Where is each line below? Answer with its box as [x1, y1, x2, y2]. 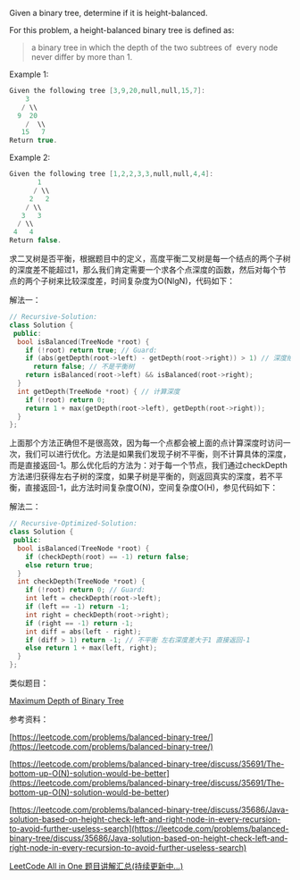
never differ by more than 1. [30, 52, 133, 62]
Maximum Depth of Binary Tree [9, 696, 125, 706]
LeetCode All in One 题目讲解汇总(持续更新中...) [9, 861, 184, 871]
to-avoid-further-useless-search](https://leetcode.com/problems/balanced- [9, 824, 289, 834]
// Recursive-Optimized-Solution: [9, 519, 138, 528]
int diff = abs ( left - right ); [25, 627, 142, 636]
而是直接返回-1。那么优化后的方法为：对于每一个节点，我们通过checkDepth [9, 460, 287, 471]
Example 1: [9, 69, 49, 80]
